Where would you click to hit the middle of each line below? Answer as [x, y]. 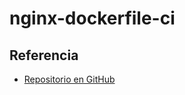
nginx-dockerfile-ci [92, 18]
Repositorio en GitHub [69, 79]
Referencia [44, 55]
